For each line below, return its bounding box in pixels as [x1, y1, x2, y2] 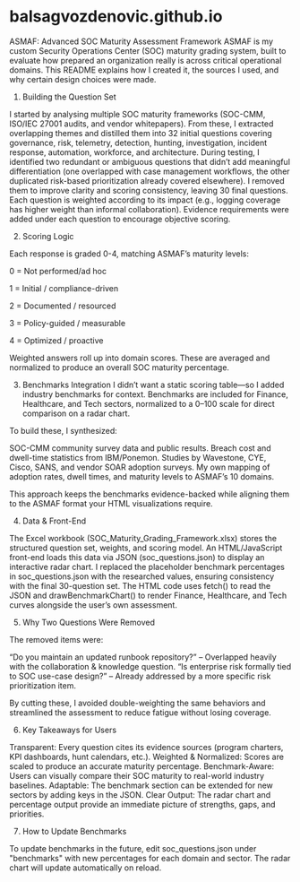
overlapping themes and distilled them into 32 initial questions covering [9, 127, 273, 138]
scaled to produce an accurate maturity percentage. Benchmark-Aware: [9, 760, 275, 772]
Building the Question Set [21, 91, 116, 102]
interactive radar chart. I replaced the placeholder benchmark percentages [9, 561, 285, 572]
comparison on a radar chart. [21, 408, 131, 419]
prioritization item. [9, 679, 76, 691]
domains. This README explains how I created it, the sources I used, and [9, 65, 279, 75]
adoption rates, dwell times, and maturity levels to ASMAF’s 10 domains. [9, 471, 275, 481]
